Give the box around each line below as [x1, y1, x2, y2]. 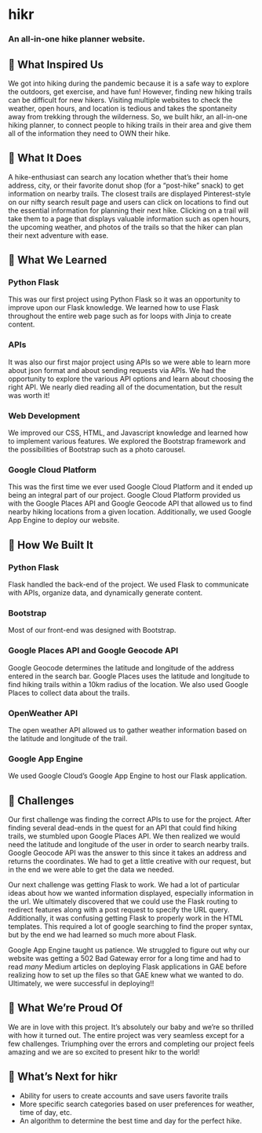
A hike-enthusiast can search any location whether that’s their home [8, 172, 229, 181]
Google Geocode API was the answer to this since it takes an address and [8, 848, 247, 857]
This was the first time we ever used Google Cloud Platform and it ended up [8, 482, 253, 492]
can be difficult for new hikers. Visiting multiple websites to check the [8, 95, 233, 104]
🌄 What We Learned [8, 254, 107, 267]
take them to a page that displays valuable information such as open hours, [8, 214, 251, 223]
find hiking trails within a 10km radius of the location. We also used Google [8, 679, 249, 689]
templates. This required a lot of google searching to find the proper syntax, [8, 922, 253, 931]
